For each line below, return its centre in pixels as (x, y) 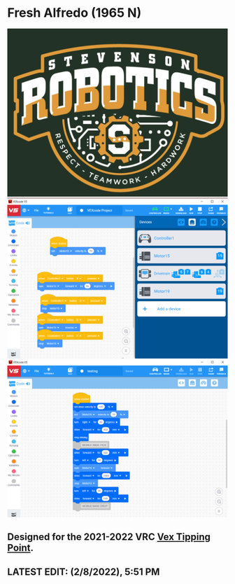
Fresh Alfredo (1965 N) (74, 13)
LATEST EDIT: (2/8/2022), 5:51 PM (84, 572)
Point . (20, 548)
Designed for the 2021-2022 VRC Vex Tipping (109, 537)
